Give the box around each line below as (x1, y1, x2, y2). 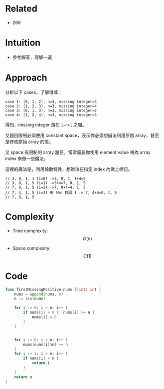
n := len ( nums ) (14, 296, 46, 301)
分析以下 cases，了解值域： (5, 89, 62, 95)
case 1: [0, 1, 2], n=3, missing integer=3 (5, 99, 97, 104)
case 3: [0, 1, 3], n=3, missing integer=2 (5, 108, 97, 113)
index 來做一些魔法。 (5, 155, 48, 161)
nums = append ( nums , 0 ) (14, 291, 64, 296)
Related (5, 3, 37, 14)
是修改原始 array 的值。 (5, 138, 54, 144)
